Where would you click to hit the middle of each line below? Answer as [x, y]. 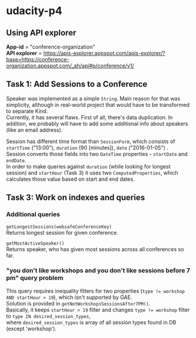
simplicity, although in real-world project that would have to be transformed [98, 105]
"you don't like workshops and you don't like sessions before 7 [98, 271]
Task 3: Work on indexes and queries [76, 198]
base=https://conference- [38, 59]
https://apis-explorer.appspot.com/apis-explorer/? [104, 53]
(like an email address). [35, 130]
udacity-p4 [34, 11]
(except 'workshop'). [32, 329]
